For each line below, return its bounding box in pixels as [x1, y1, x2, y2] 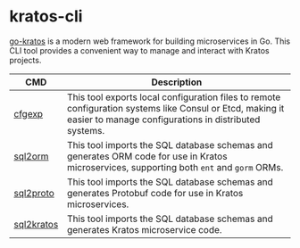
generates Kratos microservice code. [66, 223, 222, 236]
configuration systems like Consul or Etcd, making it [66, 102, 285, 114]
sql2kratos [13, 218, 59, 230]
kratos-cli [9, 6, 83, 27]
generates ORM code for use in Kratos [66, 150, 228, 162]
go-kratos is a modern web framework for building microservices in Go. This [9, 36, 291, 46]
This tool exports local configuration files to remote [66, 91, 281, 103]
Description [151, 76, 203, 88]
